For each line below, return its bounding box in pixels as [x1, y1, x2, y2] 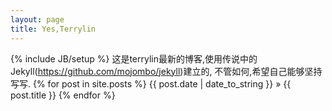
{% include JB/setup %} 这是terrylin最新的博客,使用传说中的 [10, 52, 258, 65]
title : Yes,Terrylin [10, 24, 97, 34]
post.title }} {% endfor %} [10, 89, 116, 101]
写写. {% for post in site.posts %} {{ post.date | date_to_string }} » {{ [10, 77, 292, 90]
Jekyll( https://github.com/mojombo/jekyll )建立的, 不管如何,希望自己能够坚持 [10, 65, 323, 77]
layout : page [10, 14, 65, 25]
